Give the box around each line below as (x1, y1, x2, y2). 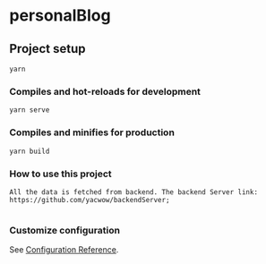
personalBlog (9, 5, 111, 26)
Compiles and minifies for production (9, 126, 175, 139)
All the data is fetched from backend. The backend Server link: (9, 187, 258, 197)
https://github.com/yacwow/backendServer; (9, 195, 170, 204)
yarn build (9, 147, 50, 156)
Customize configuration (9, 224, 121, 236)
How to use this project (9, 167, 112, 180)
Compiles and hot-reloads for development (9, 85, 202, 98)
